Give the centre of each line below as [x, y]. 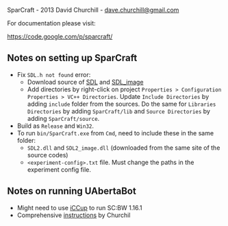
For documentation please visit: [51, 23]
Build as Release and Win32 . [55, 126]
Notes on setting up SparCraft [72, 58]
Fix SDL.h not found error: [54, 74]
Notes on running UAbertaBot [72, 191]
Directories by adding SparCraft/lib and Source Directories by [119, 111]
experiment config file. [59, 169]
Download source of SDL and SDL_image [85, 82]
